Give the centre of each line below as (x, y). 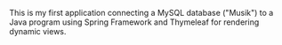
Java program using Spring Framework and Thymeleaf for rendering (134, 22)
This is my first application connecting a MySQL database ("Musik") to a (141, 13)
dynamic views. (38, 31)
